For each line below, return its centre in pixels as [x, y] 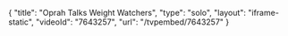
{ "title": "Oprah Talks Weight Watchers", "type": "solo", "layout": [127, 13]
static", [21, 22]
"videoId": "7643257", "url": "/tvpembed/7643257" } [133, 22]
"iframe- [263, 13]
